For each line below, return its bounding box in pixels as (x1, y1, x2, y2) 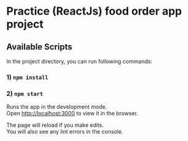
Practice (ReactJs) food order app (6, 4, 182, 18)
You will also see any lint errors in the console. (6, 128, 124, 136)
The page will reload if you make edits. (6, 121, 104, 129)
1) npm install (6, 73, 49, 81)
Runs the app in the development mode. (6, 103, 107, 110)
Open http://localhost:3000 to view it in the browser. (6, 110, 138, 117)
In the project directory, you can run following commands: (6, 58, 152, 65)
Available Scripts (6, 42, 72, 52)
